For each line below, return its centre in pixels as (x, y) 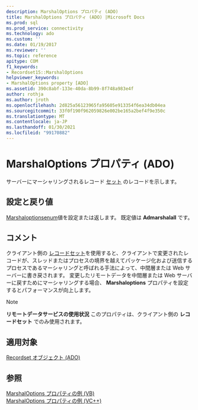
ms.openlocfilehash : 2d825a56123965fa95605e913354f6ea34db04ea (86, 105)
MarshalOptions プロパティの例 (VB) (50, 393)
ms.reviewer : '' (26, 50)
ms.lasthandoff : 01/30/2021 (41, 127)
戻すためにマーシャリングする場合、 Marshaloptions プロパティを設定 (102, 283)
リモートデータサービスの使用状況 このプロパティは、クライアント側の (92, 314)
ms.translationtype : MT (36, 116)
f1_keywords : (22, 67)
